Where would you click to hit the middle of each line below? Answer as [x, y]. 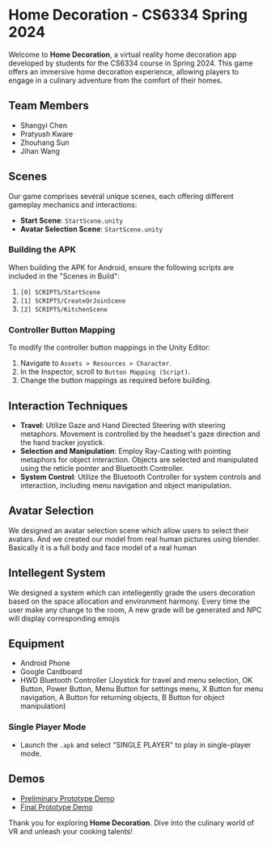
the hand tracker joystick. [62, 442]
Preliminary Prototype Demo [67, 798]
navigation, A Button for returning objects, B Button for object [122, 698]
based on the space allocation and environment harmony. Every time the [129, 601]
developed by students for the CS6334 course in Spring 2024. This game [131, 63]
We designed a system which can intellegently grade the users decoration [132, 592]
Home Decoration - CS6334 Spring [128, 15]
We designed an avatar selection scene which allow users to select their [129, 530]
